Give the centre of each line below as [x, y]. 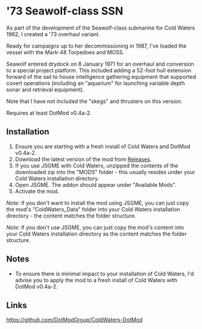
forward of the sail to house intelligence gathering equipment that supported [101, 77]
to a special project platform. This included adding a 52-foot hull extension [99, 70]
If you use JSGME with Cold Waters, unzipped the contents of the [96, 165]
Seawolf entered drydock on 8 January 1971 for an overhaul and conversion [100, 64]
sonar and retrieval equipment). [45, 89]
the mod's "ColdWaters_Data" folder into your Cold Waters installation [93, 209]
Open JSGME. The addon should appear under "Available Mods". [96, 184]
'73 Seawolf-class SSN [65, 11]
